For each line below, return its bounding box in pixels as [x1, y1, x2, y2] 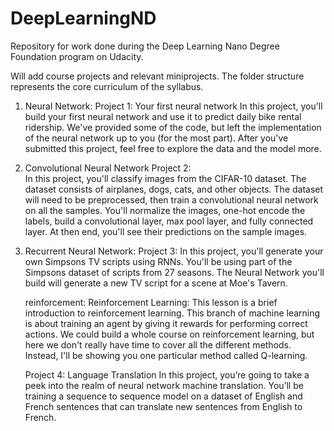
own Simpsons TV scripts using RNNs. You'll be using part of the [24, 255, 293, 267]
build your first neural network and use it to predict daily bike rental [24, 110, 302, 122]
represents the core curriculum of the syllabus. [10, 80, 204, 92]
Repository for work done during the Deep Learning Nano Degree [10, 40, 280, 52]
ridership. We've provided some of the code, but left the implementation [24, 121, 322, 133]
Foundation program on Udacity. [10, 50, 144, 62]
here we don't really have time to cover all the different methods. [24, 338, 292, 351]
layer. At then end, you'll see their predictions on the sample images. [24, 225, 308, 237]
